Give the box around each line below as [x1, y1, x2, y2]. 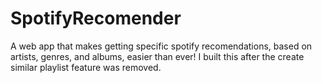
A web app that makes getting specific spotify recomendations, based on [10, 40, 313, 52]
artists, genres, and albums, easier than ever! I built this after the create [10, 50, 305, 62]
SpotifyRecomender [10, 7, 182, 30]
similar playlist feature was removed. [10, 61, 162, 73]
